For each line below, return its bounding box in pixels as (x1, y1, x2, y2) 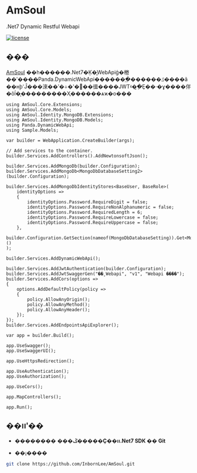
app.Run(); (6, 404, 33, 410)
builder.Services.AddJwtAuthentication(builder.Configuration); (6, 266, 167, 271)
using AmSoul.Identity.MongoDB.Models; (6, 117, 104, 123)
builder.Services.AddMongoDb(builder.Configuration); (6, 163, 141, 169)
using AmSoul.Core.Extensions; (6, 101, 83, 107)
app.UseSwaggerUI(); (6, 348, 57, 353)
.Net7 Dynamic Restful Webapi (6, 23, 80, 30)
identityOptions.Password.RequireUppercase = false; (27, 219, 159, 226)
